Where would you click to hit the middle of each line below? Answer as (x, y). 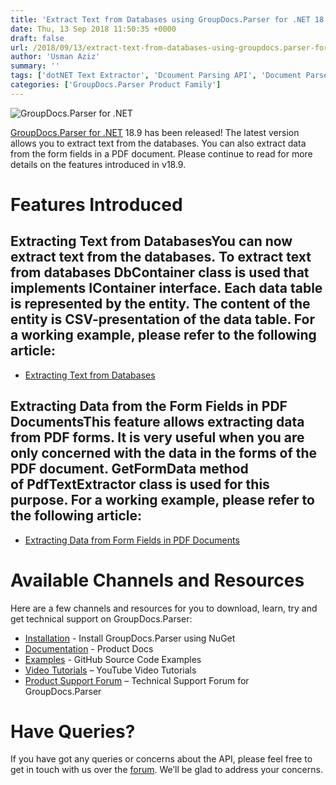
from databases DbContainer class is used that (160, 272)
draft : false (37, 38)
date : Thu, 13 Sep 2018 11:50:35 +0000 (93, 29)
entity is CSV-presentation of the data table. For (162, 319)
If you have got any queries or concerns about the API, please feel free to (161, 759)
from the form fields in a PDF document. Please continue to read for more (161, 153)
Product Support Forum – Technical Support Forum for (137, 680)
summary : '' (35, 66)
